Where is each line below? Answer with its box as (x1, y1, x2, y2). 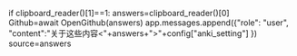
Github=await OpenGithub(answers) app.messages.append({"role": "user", (8, 17, 290, 28)
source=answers (8, 38, 72, 49)
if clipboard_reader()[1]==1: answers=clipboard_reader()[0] (8, 8, 230, 18)
